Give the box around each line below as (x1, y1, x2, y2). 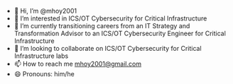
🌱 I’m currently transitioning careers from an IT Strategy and (13, 22, 190, 30)
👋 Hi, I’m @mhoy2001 (13, 7, 77, 15)
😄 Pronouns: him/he (13, 70, 75, 78)
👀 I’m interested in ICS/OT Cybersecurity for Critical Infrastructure (13, 14, 207, 23)
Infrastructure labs (13, 52, 69, 60)
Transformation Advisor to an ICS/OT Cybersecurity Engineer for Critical (13, 29, 226, 37)
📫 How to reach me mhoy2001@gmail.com (13, 60, 142, 68)
